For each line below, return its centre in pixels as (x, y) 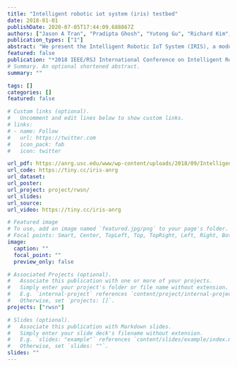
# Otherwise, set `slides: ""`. (58, 347)
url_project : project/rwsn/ (49, 190)
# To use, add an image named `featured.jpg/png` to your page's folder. (118, 229)
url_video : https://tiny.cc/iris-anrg (64, 210)
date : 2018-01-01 (33, 20)
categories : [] (30, 92)
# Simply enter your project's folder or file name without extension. (118, 288)
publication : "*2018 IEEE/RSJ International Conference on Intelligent (115, 60)
